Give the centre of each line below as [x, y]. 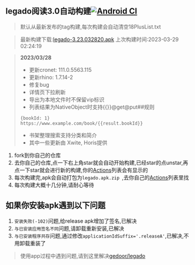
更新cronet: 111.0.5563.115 [60, 70]
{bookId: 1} [35, 118]
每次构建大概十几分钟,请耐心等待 [54, 185]
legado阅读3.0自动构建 [48, 11]
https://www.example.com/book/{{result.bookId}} [81, 123]
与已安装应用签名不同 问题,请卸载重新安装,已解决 [69, 228]
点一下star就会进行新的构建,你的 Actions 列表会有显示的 [81, 170]
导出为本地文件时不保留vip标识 [67, 99]
